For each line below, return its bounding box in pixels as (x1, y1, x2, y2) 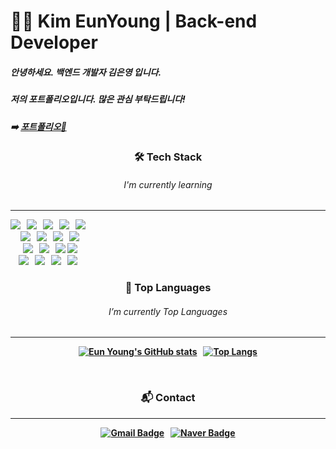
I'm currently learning (123, 178, 213, 190)
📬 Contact (140, 391, 196, 405)
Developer (10, 31, 98, 54)
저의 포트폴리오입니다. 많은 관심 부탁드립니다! (10, 93, 186, 105)
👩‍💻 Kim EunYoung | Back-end (10, 10, 258, 33)
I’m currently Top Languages (108, 305, 228, 317)
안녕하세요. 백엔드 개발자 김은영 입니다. (10, 66, 162, 78)
